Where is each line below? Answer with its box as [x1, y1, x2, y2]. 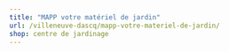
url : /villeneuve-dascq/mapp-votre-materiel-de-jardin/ [9, 21, 220, 30]
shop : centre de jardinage [9, 29, 109, 38]
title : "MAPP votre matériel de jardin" [9, 12, 162, 22]
